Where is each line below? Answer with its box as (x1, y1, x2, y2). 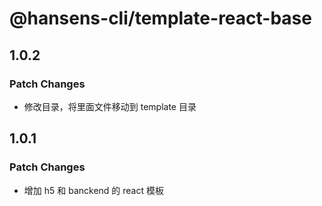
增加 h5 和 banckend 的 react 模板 (23, 184, 164, 196)
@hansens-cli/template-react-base (9, 7, 312, 30)
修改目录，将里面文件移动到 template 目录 (23, 100, 197, 112)
